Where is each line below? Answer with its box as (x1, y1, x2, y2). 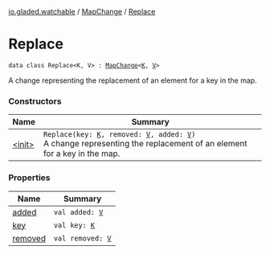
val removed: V (53, 233, 112, 243)
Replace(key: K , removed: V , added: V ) (43, 130, 196, 139)
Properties (8, 172, 51, 183)
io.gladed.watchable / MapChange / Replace (8, 7, 156, 16)
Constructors (8, 96, 62, 107)
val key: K (53, 220, 96, 230)
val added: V (53, 207, 104, 216)
